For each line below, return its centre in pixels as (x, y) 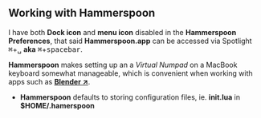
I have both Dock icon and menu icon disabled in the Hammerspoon (122, 32)
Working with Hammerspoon (82, 13)
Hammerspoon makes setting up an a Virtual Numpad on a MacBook (123, 65)
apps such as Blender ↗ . (49, 81)
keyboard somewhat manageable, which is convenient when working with (130, 73)
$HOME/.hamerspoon (57, 105)
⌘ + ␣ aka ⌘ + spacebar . (45, 49)
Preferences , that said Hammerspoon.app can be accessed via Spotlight (130, 41)
